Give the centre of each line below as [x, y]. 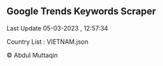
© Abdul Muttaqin [32, 55]
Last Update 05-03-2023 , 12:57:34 [57, 28]
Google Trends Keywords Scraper [81, 11]
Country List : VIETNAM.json [47, 42]
